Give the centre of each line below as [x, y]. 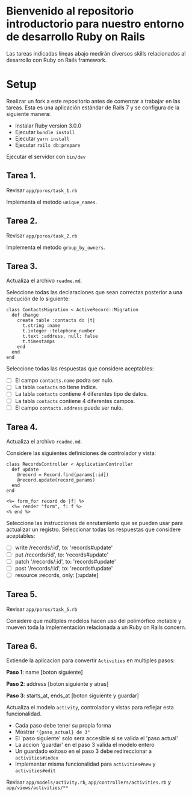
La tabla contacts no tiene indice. [56, 387]
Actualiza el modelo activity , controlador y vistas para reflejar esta [90, 708]
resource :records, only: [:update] [57, 575]
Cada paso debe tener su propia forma [63, 726]
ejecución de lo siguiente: [38, 299]
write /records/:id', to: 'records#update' [64, 547]
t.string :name [41, 326]
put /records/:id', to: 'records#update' [62, 555]
